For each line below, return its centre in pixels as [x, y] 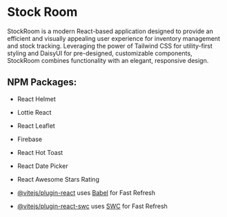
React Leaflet [36, 126]
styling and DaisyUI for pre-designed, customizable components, [100, 53]
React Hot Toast [40, 152]
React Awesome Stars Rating [58, 179]
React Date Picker [42, 166]
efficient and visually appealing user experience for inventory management [114, 38]
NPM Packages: [42, 83]
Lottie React [34, 112]
